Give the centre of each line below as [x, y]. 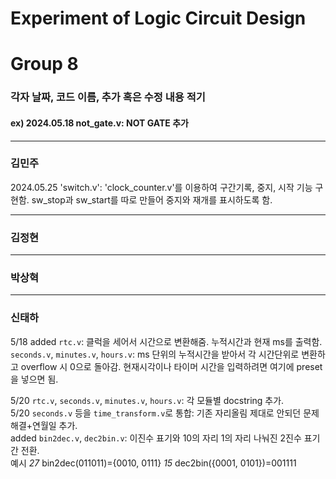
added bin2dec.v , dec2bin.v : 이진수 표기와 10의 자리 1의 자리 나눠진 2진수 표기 [165, 438]
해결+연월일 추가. [44, 425]
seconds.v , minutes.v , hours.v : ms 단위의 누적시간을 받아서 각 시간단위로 [155, 354]
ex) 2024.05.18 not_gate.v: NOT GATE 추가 [99, 123]
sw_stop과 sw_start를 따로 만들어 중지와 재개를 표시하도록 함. [152, 199]
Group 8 [44, 64]
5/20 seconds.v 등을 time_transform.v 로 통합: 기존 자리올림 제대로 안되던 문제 [165, 413]
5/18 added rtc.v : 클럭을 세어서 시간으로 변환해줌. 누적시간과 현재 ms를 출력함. [166, 341]
